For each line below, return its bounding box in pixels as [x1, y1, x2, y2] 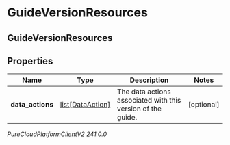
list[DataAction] [60, 100, 111, 109]
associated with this [116, 96, 181, 105]
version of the [116, 104, 162, 114]
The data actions [116, 87, 171, 96]
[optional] [188, 100, 220, 109]
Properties [7, 55, 53, 66]
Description [129, 75, 169, 85]
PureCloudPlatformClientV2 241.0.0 [7, 130, 107, 138]
